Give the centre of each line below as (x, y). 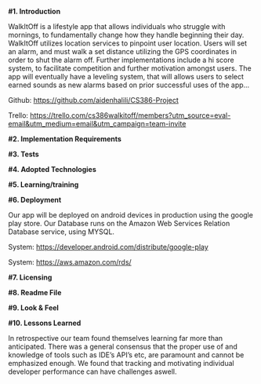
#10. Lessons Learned (45, 323)
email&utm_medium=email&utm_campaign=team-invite (97, 124)
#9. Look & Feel (33, 308)
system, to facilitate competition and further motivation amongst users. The (130, 68)
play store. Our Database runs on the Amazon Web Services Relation (119, 223)
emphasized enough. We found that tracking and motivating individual (121, 363)
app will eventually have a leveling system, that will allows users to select (126, 77)
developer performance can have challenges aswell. (93, 371)
